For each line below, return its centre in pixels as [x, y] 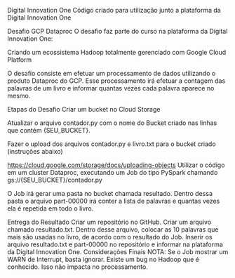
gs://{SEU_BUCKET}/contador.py [55, 180]
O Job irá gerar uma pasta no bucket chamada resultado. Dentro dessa [110, 193]
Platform [20, 60]
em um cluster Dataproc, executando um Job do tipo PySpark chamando [113, 172]
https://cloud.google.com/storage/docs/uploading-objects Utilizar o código [116, 165]
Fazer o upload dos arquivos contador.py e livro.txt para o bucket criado [112, 144]
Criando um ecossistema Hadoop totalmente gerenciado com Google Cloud [117, 52]
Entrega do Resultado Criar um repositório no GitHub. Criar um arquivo [109, 222]
